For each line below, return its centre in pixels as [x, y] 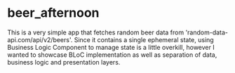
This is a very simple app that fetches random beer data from [96, 32]
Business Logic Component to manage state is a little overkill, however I [111, 47]
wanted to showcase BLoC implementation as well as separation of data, [112, 55]
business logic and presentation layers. [64, 62]
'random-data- [207, 32]
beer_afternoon [53, 13]
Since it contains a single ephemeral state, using [144, 39]
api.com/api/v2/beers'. [40, 39]
